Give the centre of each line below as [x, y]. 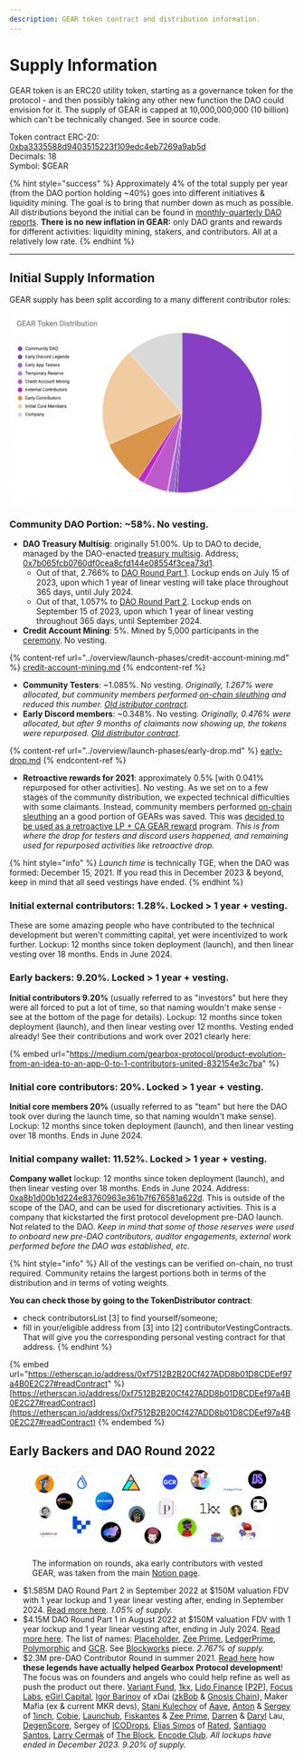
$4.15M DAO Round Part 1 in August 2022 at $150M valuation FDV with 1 [157, 1619]
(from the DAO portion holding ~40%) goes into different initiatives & [137, 193]
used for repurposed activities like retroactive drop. [119, 845]
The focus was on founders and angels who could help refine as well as [157, 1676]
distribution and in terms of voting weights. [89, 1283]
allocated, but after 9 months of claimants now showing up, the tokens [155, 724]
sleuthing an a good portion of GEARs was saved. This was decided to [153, 817]
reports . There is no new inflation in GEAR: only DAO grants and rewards [146, 221]
